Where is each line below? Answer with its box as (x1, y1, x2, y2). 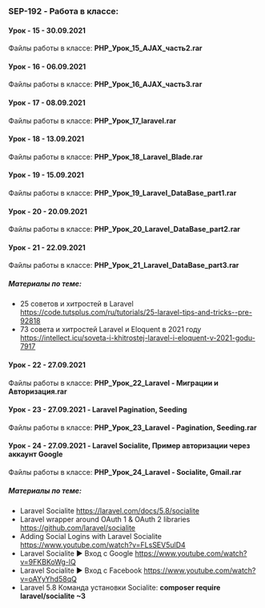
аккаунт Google (8, 449, 63, 459)
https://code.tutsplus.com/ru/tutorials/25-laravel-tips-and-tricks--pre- (19, 307, 252, 318)
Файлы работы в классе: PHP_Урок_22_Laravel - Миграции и (8, 378, 219, 387)
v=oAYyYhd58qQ (19, 574, 78, 583)
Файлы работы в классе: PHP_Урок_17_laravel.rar (8, 116, 177, 125)
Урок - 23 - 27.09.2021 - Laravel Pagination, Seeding (8, 405, 187, 415)
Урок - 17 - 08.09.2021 (8, 98, 86, 107)
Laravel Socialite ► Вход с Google (19, 548, 134, 558)
